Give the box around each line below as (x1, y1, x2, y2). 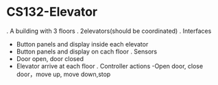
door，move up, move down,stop (16, 70, 111, 78)
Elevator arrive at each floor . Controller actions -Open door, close (16, 62, 204, 70)
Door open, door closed (16, 54, 84, 62)
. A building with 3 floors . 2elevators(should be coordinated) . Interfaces (6, 27, 212, 35)
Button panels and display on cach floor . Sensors (16, 47, 158, 56)
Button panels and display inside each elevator (16, 40, 149, 48)
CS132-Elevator (6, 4, 98, 20)
